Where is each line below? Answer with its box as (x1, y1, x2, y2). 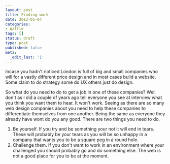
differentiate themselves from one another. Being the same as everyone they (5, 111, 165, 117)
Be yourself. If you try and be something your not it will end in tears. (12, 126, 155, 132)
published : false (5, 45, 42, 50)
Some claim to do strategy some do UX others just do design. (5, 79, 134, 85)
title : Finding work (5, 12, 49, 17)
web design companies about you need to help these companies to (5, 105, 146, 112)
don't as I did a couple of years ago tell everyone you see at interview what (5, 94, 162, 101)
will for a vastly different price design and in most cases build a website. (5, 74, 156, 80)
